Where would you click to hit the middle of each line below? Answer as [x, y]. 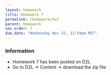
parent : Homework [23, 24]
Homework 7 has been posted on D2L [51, 62]
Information [20, 51]
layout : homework [23, 10]
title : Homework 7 [24, 15]
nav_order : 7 [19, 29]
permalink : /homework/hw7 [32, 19]
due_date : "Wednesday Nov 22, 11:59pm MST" [51, 33]
